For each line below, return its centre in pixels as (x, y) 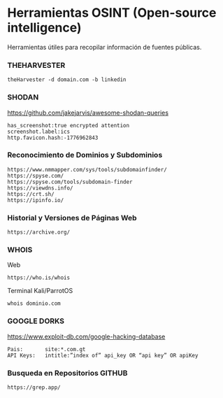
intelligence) (44, 28)
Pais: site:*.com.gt (46, 349)
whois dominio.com (34, 304)
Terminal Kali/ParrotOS (40, 291)
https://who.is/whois (39, 278)
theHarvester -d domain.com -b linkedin (67, 80)
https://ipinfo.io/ (36, 200)
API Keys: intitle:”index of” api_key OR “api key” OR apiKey (103, 355)
